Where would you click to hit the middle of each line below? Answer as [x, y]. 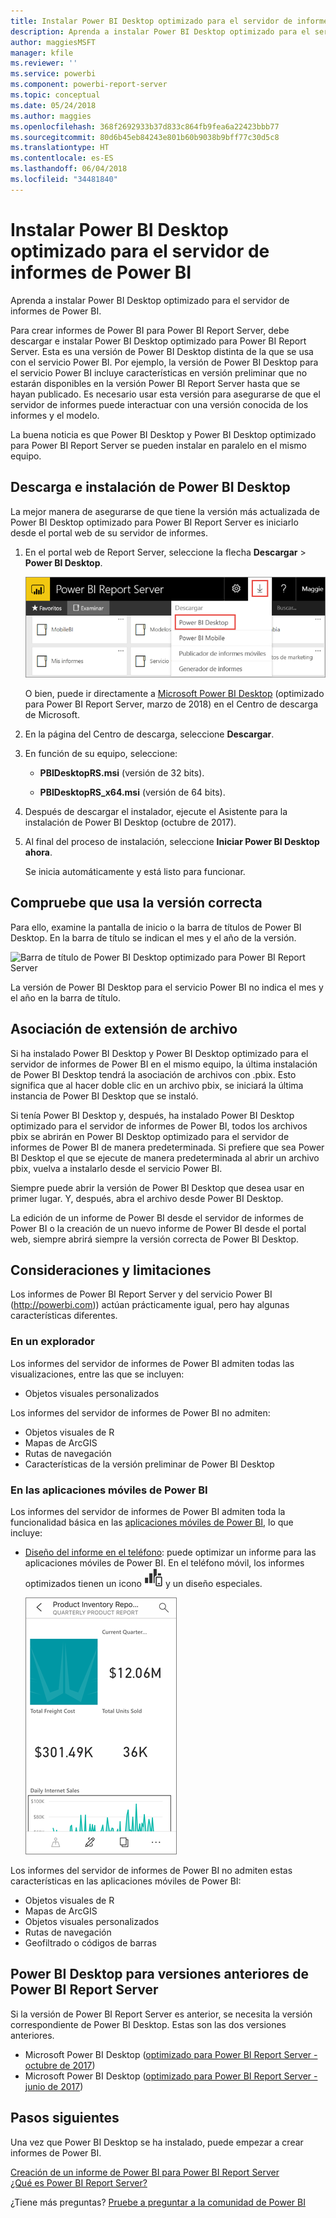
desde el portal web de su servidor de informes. [109, 532]
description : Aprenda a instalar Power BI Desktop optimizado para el [160, 31]
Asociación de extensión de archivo [124, 1029]
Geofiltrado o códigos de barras [90, 1942]
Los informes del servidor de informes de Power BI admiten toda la [148, 1511]
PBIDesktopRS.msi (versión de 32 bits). [122, 772]
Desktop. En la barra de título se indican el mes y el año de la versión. [153, 937]
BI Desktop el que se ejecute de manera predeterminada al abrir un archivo [165, 1157]
